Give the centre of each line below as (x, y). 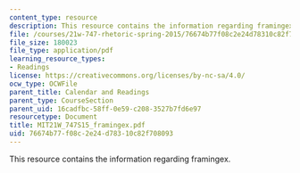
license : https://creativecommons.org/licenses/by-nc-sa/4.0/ (127, 76)
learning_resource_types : (57, 59)
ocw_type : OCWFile (43, 84)
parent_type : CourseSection (62, 100)
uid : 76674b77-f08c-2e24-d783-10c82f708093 (92, 134)
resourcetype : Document (54, 117)
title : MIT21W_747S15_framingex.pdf (77, 126)
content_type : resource (54, 17)
